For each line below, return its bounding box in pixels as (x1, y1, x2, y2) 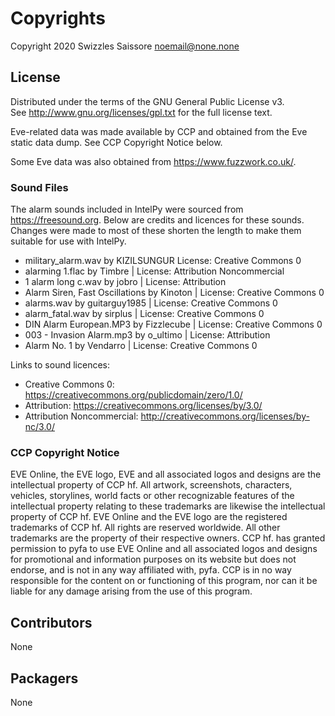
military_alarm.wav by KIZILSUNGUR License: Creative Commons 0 (24, 255, 302, 267)
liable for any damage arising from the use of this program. (10, 585, 253, 597)
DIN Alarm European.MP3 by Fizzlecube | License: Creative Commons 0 (24, 318, 323, 331)
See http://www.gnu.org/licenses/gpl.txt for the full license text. (10, 106, 273, 118)
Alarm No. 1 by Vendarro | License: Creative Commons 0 (24, 340, 258, 352)
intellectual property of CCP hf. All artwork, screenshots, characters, (10, 479, 293, 491)
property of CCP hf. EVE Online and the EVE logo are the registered (10, 511, 288, 523)
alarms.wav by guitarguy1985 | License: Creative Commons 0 (24, 297, 278, 309)
